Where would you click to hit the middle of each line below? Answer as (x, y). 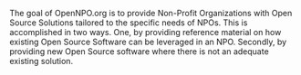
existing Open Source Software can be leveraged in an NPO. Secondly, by (148, 42)
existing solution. (42, 61)
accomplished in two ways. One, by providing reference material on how (145, 32)
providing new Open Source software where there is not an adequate (139, 52)
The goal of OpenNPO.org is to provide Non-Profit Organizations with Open (151, 13)
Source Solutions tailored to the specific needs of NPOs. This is (129, 23)
